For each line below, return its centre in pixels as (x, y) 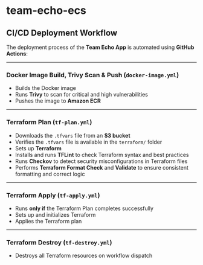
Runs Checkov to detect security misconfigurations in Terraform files (101, 161)
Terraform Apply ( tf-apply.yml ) (53, 195)
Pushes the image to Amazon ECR (58, 101)
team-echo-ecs (46, 11)
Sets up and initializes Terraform (55, 214)
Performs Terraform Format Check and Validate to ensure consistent (102, 167)
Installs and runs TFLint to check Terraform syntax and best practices (102, 155)
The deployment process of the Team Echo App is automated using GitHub (100, 47)
